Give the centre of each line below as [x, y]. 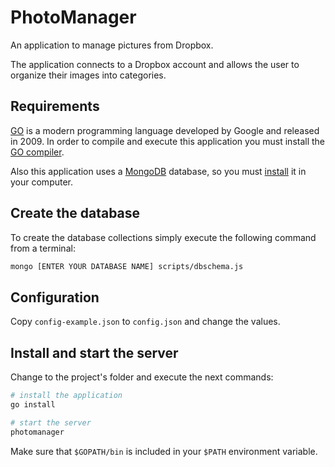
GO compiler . [37, 152]
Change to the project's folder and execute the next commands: [142, 377]
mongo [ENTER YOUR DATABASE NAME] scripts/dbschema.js [127, 266]
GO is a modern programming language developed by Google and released [165, 130]
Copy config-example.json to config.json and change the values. [145, 322]
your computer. [42, 182]
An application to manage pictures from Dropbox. [112, 45]
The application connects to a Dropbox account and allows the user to [155, 64]
